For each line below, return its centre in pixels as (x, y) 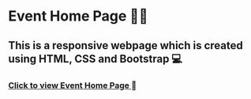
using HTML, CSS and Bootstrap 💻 (96, 59)
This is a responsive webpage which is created (126, 46)
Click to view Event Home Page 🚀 (72, 85)
